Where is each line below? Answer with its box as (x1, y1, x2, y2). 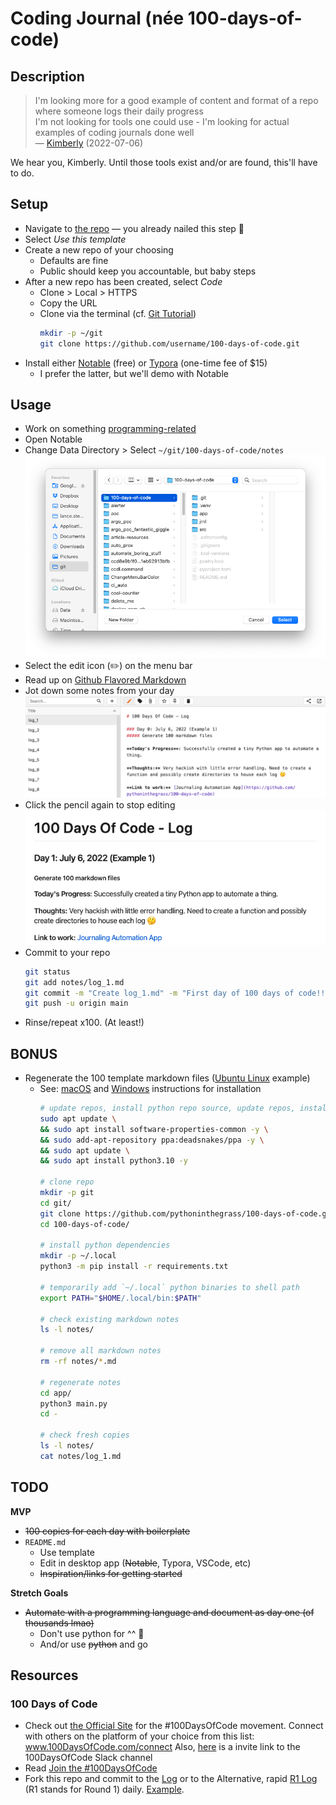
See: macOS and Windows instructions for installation (39, 1083, 262, 1095)
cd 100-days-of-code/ (39, 1219, 130, 1229)
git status (24, 967, 71, 977)
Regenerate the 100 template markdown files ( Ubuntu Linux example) (24, 1072, 311, 1084)
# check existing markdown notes (39, 1314, 180, 1324)
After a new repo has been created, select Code (24, 275, 223, 287)
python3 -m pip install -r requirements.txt (39, 1262, 229, 1272)
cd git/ (39, 1198, 72, 1208)
